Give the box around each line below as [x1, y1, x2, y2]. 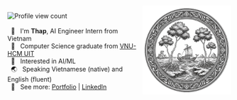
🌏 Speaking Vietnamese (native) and [10, 65, 123, 73]
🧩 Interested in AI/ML [10, 57, 76, 65]
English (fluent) [7, 75, 52, 83]
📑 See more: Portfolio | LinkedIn [10, 83, 107, 91]
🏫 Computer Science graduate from [10, 42, 118, 50]
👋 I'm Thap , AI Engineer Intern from [10, 27, 118, 35]
